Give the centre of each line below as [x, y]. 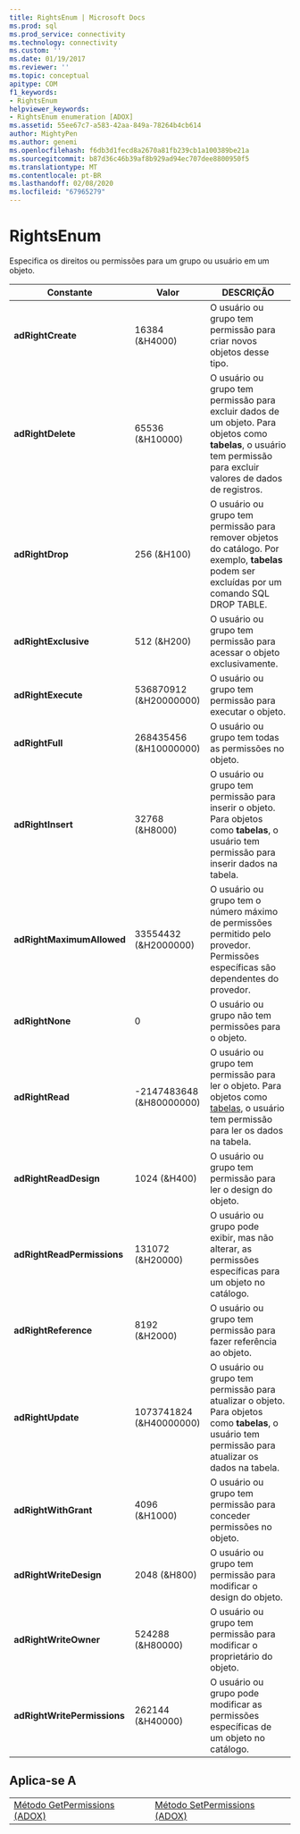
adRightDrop [41, 554]
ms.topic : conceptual [50, 76]
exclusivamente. [244, 664]
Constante [70, 292]
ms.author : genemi [43, 142]
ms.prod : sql [33, 26]
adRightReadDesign [57, 1178]
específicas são [243, 967]
